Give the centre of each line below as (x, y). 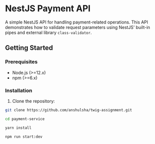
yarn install (18, 128)
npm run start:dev (24, 137)
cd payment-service (25, 119)
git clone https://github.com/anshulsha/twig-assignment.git (69, 110)
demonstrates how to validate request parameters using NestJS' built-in (78, 27)
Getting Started (29, 48)
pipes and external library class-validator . (48, 32)
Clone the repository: (33, 101)
